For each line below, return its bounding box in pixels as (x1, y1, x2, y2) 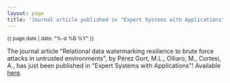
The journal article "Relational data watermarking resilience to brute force (7, 47, 214, 55)
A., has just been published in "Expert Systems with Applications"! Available (7, 61, 221, 69)
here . (7, 69, 22, 77)
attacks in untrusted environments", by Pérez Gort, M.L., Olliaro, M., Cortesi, (7, 54, 221, 62)
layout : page (7, 10, 44, 17)
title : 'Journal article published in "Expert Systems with (7, 16, 183, 23)
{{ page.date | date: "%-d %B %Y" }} (7, 35, 94, 41)
